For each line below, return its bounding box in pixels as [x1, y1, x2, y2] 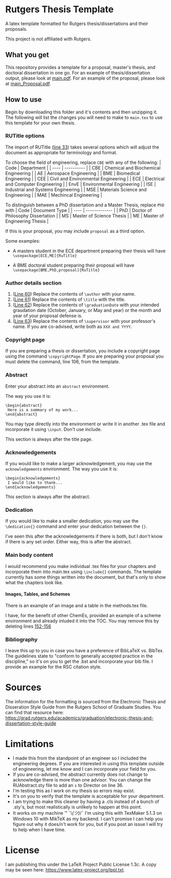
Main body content [5, 552, 54, 559]
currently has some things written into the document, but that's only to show [5, 574, 166, 580]
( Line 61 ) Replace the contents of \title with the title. [12, 296, 126, 302]
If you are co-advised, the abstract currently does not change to [12, 771, 148, 777]
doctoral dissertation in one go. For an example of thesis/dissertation [5, 69, 151, 76]
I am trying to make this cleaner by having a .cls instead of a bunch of [12, 798, 159, 805]
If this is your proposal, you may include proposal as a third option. [5, 228, 145, 234]
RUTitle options [5, 132, 45, 139]
